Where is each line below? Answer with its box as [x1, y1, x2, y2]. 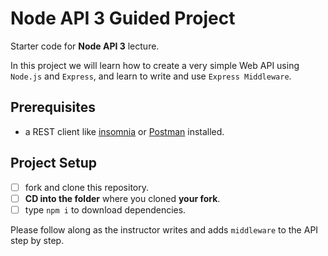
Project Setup [10, 155, 98, 172]
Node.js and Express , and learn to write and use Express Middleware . [10, 70, 292, 82]
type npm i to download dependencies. [24, 203, 187, 216]
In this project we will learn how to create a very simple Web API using [10, 59, 300, 71]
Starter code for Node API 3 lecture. [10, 40, 160, 52]
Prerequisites [10, 99, 96, 116]
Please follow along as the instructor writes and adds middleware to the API [10, 223, 319, 236]
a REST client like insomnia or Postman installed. [24, 125, 225, 137]
